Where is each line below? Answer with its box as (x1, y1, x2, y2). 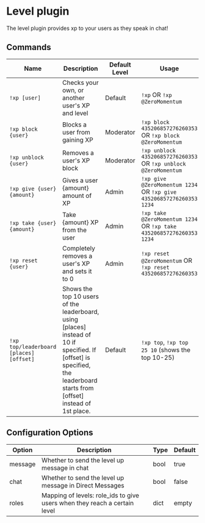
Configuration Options (6, 428, 93, 438)
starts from (62, 384, 94, 392)
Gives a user (62, 176, 98, 185)
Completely (62, 244, 96, 252)
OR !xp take (141, 222, 177, 230)
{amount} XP (62, 218, 99, 227)
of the (62, 299, 79, 308)
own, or (62, 86, 84, 94)
